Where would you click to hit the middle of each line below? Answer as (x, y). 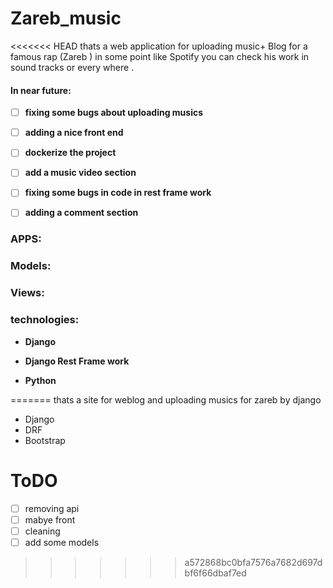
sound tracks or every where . (72, 67)
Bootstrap (45, 440)
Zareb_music (66, 18)
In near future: (41, 90)
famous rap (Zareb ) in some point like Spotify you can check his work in (160, 56)
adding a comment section (81, 213)
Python (40, 380)
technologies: (45, 320)
